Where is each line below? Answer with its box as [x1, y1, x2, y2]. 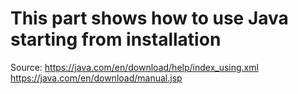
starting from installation [10, 28, 222, 51]
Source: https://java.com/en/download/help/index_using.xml [10, 61, 259, 73]
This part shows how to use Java [10, 7, 289, 30]
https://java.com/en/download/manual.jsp [10, 72, 183, 84]
